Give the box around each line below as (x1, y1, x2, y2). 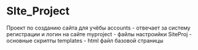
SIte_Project (6, 4, 70, 18)
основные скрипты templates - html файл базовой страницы (6, 37, 164, 44)
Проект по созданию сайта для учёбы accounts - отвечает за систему (6, 24, 191, 31)
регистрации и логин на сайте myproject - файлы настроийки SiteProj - (6, 30, 192, 37)
